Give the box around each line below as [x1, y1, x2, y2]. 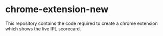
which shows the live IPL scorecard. [5, 25, 81, 31]
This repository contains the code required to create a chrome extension [5, 20, 158, 26]
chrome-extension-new [5, 4, 109, 15]
